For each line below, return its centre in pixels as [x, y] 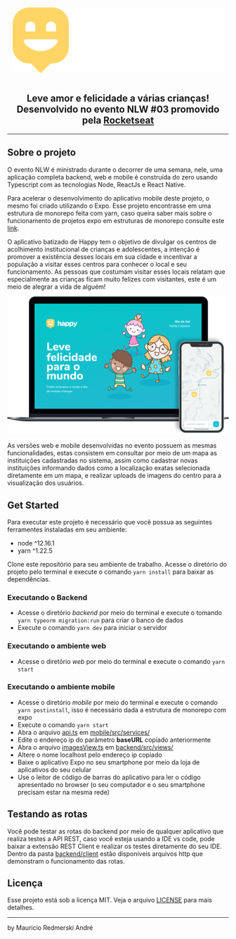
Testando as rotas [47, 814]
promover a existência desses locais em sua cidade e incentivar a [103, 256]
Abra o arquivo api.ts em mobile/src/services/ [84, 732]
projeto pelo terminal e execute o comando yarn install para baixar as [111, 572]
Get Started [33, 505]
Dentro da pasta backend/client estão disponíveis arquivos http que [105, 853]
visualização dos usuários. [46, 483]
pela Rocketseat [118, 121]
